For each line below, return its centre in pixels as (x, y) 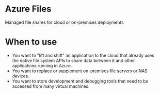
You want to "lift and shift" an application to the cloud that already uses (83, 55)
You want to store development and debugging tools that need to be (80, 81)
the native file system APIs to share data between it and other (73, 60)
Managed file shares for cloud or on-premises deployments (64, 22)
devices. (21, 76)
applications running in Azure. (42, 65)
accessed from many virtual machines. (51, 86)
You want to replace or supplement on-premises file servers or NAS (80, 71)
